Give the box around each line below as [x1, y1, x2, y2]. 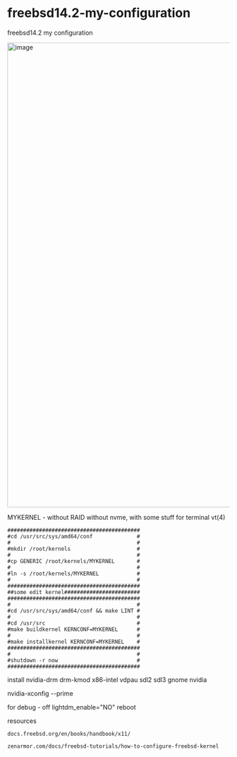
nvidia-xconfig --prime [7, 689, 74, 698]
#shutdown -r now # [7, 656, 140, 664]
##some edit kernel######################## [7, 588, 140, 596]
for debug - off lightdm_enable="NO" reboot [7, 702, 136, 711]
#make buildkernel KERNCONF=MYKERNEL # [7, 625, 140, 633]
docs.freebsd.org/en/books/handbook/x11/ [7, 730, 131, 737]
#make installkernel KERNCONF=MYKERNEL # [7, 638, 140, 645]
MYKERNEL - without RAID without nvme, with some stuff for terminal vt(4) [7, 513, 226, 521]
